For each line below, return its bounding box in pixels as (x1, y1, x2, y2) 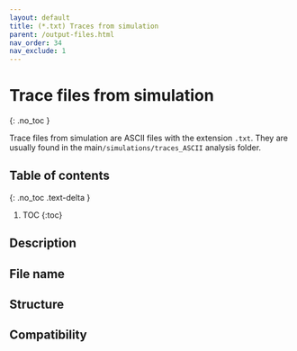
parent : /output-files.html (9, 30, 115, 39)
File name (9, 266, 66, 282)
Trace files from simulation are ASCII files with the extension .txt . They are (9, 132, 288, 144)
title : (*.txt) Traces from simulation (9, 22, 159, 31)
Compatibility (9, 328, 87, 343)
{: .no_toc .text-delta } (9, 192, 91, 202)
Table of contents (9, 168, 110, 184)
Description (9, 236, 76, 251)
